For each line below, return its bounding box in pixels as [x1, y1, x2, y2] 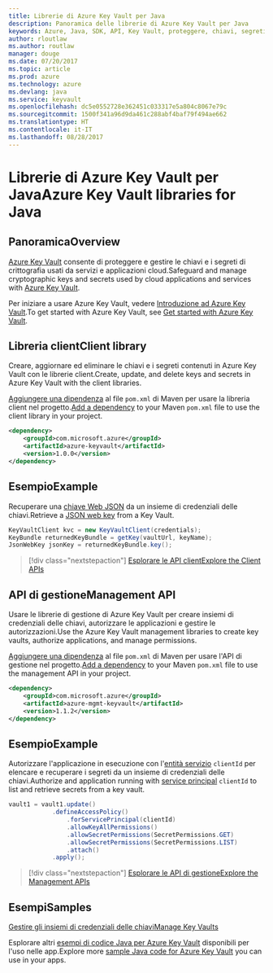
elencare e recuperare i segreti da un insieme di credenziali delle [8, 767, 225, 778]
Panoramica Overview [8, 235, 120, 249]
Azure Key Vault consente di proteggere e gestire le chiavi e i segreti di [8, 256, 246, 266]
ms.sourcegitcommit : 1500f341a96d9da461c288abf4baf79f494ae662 [8, 111, 227, 119]
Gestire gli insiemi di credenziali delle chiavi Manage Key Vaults [8, 922, 219, 932]
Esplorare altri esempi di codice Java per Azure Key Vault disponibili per [8, 938, 249, 948]
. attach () [66, 846, 100, 854]
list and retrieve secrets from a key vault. [8, 785, 145, 795]
